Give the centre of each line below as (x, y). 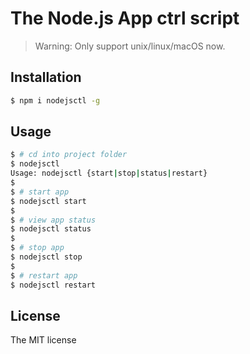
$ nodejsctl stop (46, 257)
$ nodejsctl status (51, 229)
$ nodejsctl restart (53, 285)
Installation (46, 77)
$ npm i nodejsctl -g (55, 100)
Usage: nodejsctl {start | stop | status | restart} (109, 173)
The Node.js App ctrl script (125, 18)
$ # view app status (53, 220)
